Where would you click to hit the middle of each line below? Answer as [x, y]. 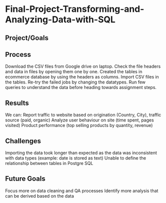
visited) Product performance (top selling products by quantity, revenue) [79, 125]
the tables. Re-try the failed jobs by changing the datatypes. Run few [75, 82]
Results [17, 103]
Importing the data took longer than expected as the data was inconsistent [81, 153]
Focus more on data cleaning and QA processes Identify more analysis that [82, 191]
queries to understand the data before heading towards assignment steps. [81, 87]
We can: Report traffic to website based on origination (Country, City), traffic [83, 115]
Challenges [23, 141]
